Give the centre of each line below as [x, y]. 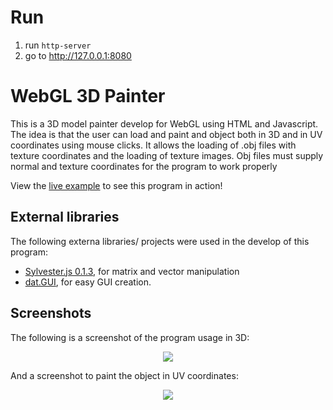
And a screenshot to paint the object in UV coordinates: [124, 375]
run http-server [58, 45]
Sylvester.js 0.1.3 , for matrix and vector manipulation [132, 271]
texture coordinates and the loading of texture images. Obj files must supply [167, 155]
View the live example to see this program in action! [116, 185]
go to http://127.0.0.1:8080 [78, 55]
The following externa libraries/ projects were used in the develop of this [160, 241]
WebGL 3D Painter [88, 96]
